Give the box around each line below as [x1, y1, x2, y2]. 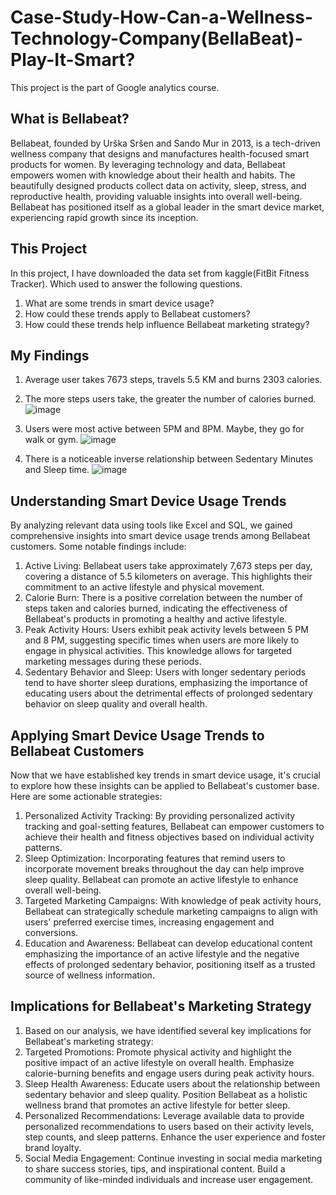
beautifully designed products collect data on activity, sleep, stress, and [10, 179, 307, 191]
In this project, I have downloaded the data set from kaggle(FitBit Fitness [10, 267, 310, 279]
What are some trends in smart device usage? [24, 297, 215, 309]
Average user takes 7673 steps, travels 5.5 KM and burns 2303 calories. [24, 374, 323, 386]
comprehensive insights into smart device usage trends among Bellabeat [10, 530, 311, 542]
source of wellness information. [24, 969, 155, 981]
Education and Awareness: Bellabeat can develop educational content [24, 937, 313, 949]
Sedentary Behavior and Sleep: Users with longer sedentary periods [24, 666, 307, 678]
